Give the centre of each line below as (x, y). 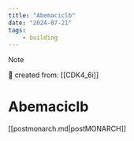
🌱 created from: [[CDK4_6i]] (54, 75)
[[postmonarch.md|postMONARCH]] (67, 129)
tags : (17, 30)
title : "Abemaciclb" (42, 15)
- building (40, 37)
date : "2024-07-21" (40, 23)
